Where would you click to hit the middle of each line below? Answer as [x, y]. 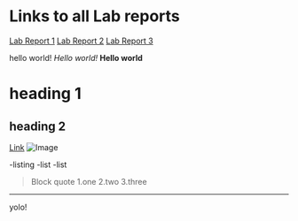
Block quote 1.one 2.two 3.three [89, 181]
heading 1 [45, 94]
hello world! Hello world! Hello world [76, 57]
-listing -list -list [38, 164]
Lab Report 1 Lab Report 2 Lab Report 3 [81, 41]
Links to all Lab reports [94, 16]
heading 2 [38, 126]
